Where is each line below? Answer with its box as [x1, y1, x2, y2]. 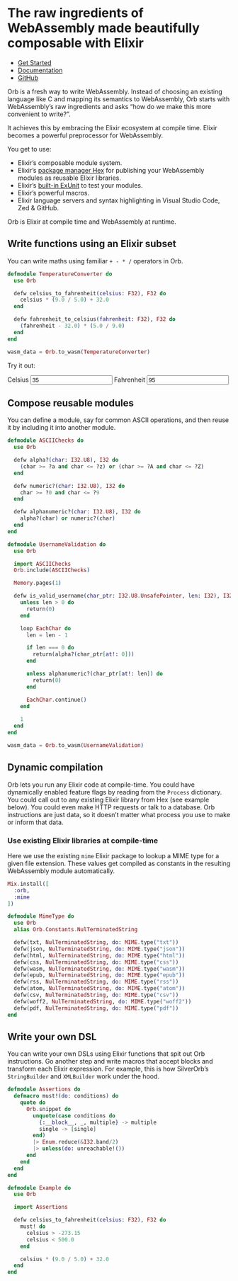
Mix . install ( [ [7, 880, 50, 887]
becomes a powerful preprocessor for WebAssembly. [7, 131, 164, 140]
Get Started [17, 58, 52, 67]
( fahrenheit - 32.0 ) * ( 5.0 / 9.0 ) [20, 322, 125, 329]
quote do [20, 1099, 46, 1106]
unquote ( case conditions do [33, 1112, 115, 1120]
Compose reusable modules [7, 397, 135, 409]
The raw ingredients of [7, 5, 144, 21]
